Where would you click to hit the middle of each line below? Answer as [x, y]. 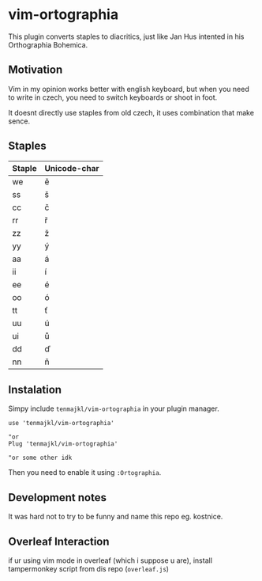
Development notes [57, 497]
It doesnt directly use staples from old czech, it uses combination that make [131, 112]
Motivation [36, 70]
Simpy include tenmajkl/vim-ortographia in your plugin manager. [114, 408]
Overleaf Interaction [59, 541]
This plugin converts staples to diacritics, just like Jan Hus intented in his [126, 36]
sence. [19, 121]
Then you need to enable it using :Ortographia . [85, 473]
